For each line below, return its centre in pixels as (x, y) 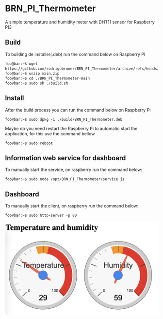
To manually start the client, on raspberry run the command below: (72, 206)
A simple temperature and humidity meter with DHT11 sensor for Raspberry (80, 22)
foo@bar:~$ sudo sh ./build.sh (37, 83)
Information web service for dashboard (65, 158)
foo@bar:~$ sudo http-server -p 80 (41, 216)
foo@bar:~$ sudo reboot (29, 143)
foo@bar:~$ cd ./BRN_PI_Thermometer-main (48, 78)
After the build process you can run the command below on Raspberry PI (78, 110)
